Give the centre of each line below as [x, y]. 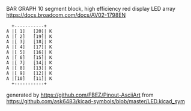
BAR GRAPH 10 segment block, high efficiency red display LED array [91, 9]
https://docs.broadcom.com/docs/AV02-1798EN [66, 15]
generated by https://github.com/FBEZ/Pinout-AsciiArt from [80, 95]
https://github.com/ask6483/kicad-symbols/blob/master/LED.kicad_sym [95, 101]
